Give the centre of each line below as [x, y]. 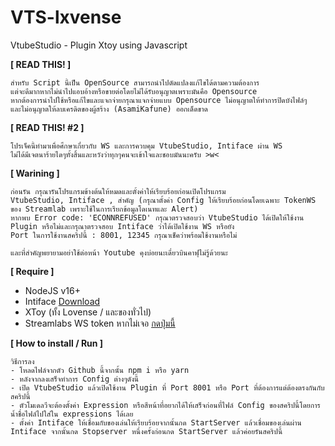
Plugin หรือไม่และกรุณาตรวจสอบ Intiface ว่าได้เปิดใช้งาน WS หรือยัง [122, 226]
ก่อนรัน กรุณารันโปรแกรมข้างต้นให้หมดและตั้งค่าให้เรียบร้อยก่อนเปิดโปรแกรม [118, 191]
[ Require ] [32, 271]
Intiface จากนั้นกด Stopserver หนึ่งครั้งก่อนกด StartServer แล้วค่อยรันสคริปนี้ [146, 431]
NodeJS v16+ [52, 290]
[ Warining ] [35, 173]
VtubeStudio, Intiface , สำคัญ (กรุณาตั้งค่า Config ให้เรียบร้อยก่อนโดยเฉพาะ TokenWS [163, 200]
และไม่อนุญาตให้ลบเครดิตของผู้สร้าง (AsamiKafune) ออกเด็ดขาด [109, 109]
